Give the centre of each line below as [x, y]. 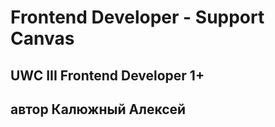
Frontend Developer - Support [137, 17]
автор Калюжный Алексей [98, 109]
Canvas [42, 38]
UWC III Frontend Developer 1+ [107, 75]
